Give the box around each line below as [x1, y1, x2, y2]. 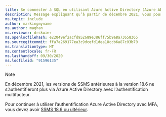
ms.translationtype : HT [5, 44, 54, 49]
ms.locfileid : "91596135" [5, 58, 58, 63]
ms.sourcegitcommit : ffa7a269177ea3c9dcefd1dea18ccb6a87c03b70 [5, 40, 138, 45]
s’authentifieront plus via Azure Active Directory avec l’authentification [5, 86, 148, 92]
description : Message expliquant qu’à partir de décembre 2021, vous [5, 12, 152, 17]
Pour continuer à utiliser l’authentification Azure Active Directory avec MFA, [5, 101, 159, 107]
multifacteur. [5, 92, 31, 98]
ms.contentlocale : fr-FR [5, 49, 56, 54]
